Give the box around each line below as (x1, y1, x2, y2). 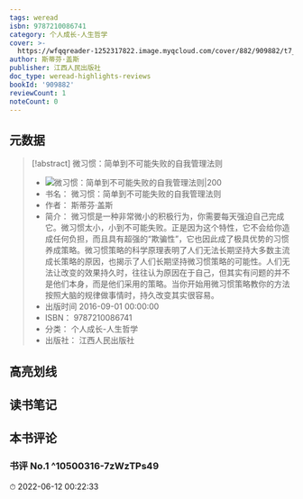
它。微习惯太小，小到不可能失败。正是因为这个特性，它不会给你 (44, 222, 282, 233)
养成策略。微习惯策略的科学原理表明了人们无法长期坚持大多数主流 (44, 245, 290, 256)
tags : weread (9, 13, 59, 23)
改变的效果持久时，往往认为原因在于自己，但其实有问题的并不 (60, 268, 290, 278)
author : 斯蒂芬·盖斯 (9, 55, 79, 64)
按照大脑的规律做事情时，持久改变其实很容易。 (44, 290, 219, 301)
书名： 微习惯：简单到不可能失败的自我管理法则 (44, 188, 222, 199)
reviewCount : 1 (9, 88, 67, 97)
